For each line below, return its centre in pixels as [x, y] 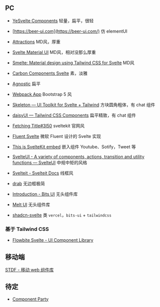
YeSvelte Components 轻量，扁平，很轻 [53, 21]
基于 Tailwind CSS [27, 229]
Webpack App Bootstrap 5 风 [42, 94]
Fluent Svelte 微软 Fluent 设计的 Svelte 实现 [57, 136]
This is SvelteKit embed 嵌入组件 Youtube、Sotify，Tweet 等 [74, 147]
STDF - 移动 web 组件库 [29, 269]
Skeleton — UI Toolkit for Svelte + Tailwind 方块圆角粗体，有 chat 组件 [84, 105]
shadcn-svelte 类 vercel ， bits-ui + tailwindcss [62, 215]
